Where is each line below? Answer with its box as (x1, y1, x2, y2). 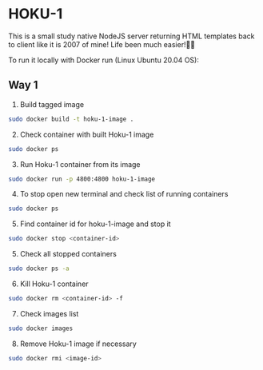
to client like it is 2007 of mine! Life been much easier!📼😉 (8, 39, 196, 49)
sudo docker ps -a (8, 265, 70, 273)
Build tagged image (19, 99, 85, 109)
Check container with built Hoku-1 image (19, 129, 154, 139)
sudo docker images (8, 324, 74, 332)
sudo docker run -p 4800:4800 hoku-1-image (8, 175, 156, 183)
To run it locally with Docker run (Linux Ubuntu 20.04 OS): (8, 55, 200, 65)
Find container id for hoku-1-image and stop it (19, 219, 171, 229)
